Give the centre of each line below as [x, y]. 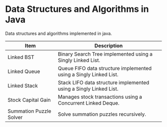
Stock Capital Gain [29, 100]
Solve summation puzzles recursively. [102, 114]
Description [109, 46]
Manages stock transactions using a [100, 97]
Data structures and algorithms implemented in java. [59, 33]
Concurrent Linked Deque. [89, 103]
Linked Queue [24, 71]
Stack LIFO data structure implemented [104, 82]
